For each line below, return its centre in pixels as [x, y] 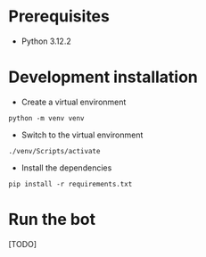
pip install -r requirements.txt [70, 184]
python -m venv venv [47, 118]
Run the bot [52, 220]
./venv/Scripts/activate [54, 151]
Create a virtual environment [74, 102]
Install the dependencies [66, 168]
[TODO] [23, 244]
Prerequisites [59, 17]
